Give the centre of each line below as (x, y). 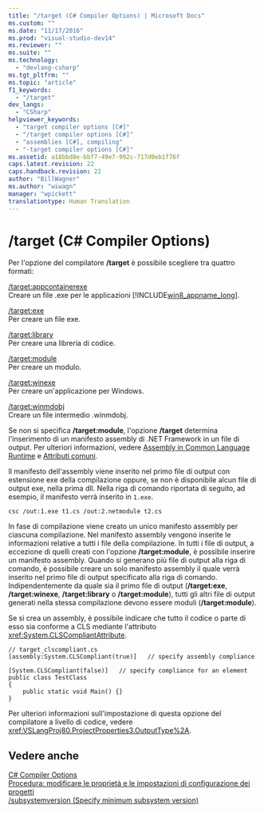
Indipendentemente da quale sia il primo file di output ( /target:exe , (118, 586)
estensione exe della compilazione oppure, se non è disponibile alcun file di (132, 480)
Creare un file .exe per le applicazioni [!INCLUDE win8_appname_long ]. (124, 295)
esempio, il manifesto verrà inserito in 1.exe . (81, 497)
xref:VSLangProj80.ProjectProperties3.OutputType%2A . (100, 731)
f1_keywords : (30, 90)
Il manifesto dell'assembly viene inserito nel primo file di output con (119, 471)
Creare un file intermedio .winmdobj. (68, 415)
